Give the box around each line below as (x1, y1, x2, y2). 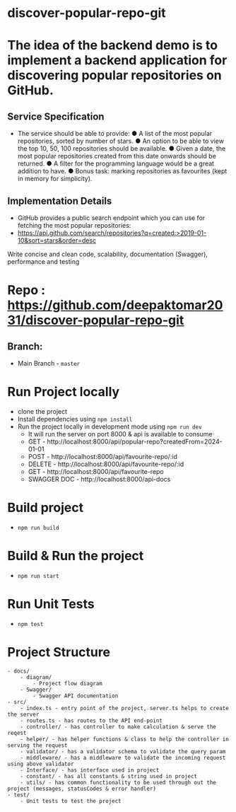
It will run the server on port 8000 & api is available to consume (28, 429, 213, 438)
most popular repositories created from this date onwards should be (17, 152, 217, 161)
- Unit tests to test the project (20, 797, 122, 804)
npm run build (17, 524, 59, 531)
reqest (7, 729, 27, 736)
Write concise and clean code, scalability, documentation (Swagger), (7, 250, 208, 258)
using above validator (7, 760, 74, 767)
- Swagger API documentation (33, 692, 119, 700)
